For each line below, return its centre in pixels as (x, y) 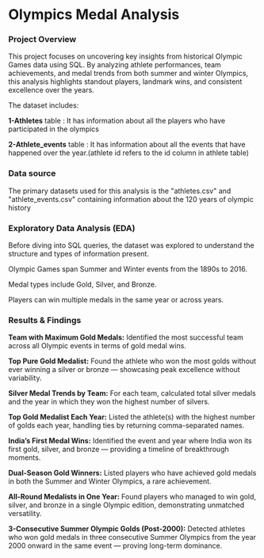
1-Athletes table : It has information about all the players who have (117, 121)
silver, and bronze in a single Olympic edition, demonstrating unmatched (126, 505)
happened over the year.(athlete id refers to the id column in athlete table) (129, 153)
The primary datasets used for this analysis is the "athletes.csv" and (120, 191)
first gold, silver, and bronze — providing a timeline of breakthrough (119, 450)
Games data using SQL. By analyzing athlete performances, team (115, 65)
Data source (32, 173)
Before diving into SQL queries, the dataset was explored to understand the (132, 245)
